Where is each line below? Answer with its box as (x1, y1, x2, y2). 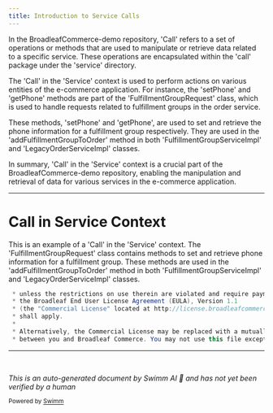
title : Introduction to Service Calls (8, 11, 140, 20)
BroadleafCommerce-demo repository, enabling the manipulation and (8, 167, 241, 177)
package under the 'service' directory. (8, 60, 136, 70)
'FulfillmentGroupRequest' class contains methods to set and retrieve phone (8, 248, 263, 258)
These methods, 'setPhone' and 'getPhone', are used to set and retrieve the (8, 117, 262, 127)
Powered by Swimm (8, 398, 64, 406)
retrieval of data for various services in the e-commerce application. (8, 176, 237, 186)
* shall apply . (11, 312, 63, 321)
